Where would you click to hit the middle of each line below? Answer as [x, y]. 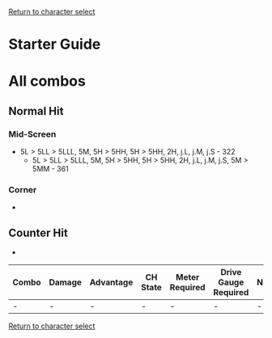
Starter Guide [55, 44]
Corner [23, 189]
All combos [47, 81]
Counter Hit [38, 232]
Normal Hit [36, 111]
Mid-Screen [32, 134]
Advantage [111, 282]
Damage [66, 282]
